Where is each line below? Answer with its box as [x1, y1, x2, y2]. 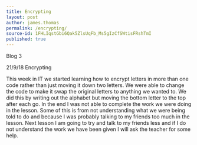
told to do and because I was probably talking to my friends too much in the [6, 113, 190, 120]
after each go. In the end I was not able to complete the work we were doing [6, 101, 192, 107]
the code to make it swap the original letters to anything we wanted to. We [6, 88, 187, 95]
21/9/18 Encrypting [6, 64, 52, 71]
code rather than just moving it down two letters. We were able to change [6, 82, 185, 89]
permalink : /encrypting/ [6, 25, 67, 31]
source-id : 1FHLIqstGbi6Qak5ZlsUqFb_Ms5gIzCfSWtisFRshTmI [6, 31, 152, 37]
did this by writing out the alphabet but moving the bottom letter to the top [6, 94, 186, 101]
